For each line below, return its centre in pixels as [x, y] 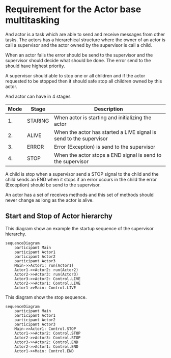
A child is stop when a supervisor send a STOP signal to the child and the [82, 174]
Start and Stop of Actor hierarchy [59, 216]
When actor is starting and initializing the [103, 117]
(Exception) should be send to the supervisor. [53, 185]
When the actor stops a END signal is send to [108, 155]
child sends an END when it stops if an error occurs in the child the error [81, 179]
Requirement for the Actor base [73, 9]
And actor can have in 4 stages [38, 96]
